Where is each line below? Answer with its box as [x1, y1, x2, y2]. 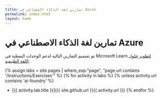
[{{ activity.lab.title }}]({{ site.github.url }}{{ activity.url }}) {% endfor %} [12, 87, 154, 93]
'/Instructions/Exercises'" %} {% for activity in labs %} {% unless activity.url [5, 73, 157, 79]
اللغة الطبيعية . [5, 58, 30, 64]
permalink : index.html [5, 12, 51, 16]
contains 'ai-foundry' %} [5, 78, 54, 84]
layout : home [5, 16, 31, 21]
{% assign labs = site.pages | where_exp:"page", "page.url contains [5, 67, 140, 73]
